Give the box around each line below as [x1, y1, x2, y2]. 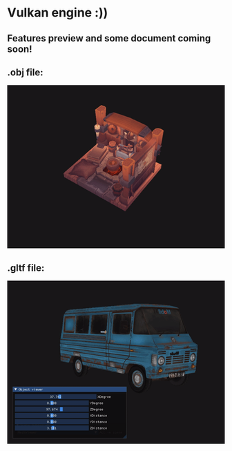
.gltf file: [7, 262, 45, 274]
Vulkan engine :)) [7, 5, 108, 21]
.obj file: [7, 66, 43, 78]
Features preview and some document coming [7, 32, 211, 44]
